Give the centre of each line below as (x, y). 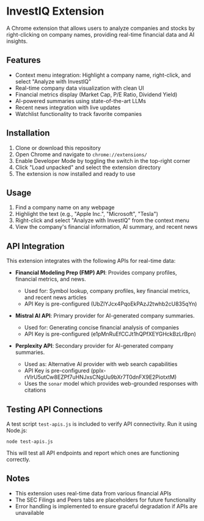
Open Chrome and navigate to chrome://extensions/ (81, 154)
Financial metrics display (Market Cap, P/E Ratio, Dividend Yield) (96, 94)
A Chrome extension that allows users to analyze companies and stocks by (101, 28)
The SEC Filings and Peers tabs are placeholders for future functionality (106, 500)
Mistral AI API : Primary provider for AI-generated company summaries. (105, 316)
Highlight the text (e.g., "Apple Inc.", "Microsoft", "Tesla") (87, 214)
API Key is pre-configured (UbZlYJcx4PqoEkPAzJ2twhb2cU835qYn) (111, 304)
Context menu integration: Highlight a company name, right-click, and (103, 75)
